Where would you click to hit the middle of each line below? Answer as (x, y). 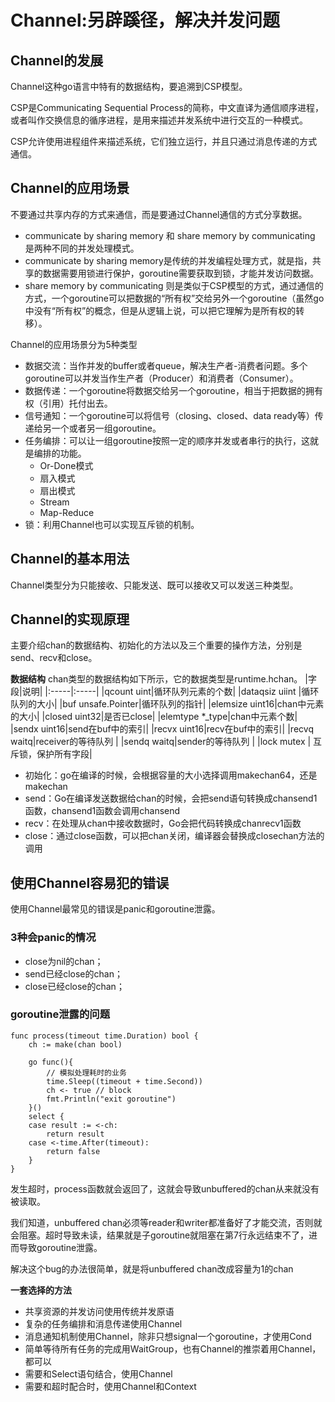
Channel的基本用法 (70, 559)
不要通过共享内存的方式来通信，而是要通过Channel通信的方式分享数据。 (159, 214)
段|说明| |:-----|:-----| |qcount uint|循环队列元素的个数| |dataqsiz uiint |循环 (165, 692)
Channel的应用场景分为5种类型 (74, 344)
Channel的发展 (57, 60)
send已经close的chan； (73, 973)
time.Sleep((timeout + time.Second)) (124, 1081)
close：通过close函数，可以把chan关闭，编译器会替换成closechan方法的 (174, 836)
